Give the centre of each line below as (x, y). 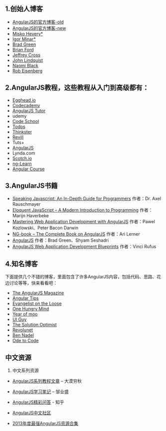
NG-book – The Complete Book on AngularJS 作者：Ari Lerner (76, 234)
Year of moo (25, 314)
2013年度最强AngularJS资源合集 (45, 424)
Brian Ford (23, 49)
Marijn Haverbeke (31, 216)
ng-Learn (22, 163)
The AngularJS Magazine (38, 293)
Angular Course (28, 169)
